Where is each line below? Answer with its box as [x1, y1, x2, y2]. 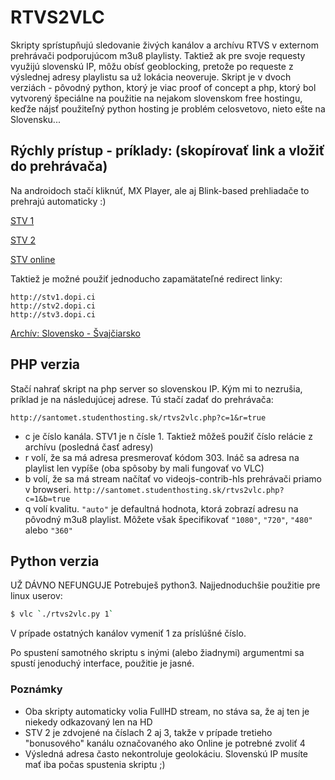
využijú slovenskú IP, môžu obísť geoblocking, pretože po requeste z [10, 60, 294, 72]
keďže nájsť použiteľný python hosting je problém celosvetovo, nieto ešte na [10, 102, 326, 115]
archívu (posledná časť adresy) [24, 441, 154, 453]
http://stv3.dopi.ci [10, 309, 97, 320]
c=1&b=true [24, 494, 71, 504]
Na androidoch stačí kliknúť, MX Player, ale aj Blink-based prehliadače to [10, 184, 310, 196]
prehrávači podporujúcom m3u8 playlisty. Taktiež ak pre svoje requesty [10, 49, 306, 61]
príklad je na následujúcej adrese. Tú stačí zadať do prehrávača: [10, 393, 274, 405]
